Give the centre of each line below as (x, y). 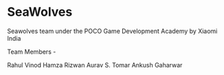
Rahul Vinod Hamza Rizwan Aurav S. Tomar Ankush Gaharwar (95, 65)
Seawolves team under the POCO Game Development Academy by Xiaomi (112, 31)
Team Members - (32, 52)
